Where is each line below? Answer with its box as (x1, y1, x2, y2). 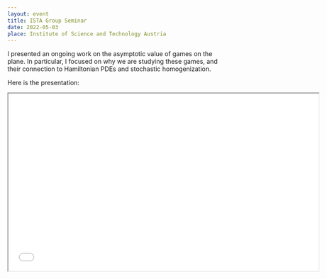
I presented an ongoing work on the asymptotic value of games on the (7, 50, 213, 58)
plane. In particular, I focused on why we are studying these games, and (7, 58, 218, 66)
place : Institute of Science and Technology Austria (7, 30, 167, 38)
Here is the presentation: (7, 79, 80, 87)
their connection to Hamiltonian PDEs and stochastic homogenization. (7, 65, 211, 73)
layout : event (7, 10, 50, 18)
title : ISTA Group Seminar (7, 17, 87, 24)
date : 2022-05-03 (7, 23, 59, 31)
